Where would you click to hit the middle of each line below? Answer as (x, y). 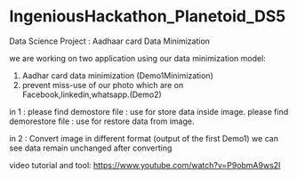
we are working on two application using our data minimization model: (138, 58)
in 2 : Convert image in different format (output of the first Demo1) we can (144, 138)
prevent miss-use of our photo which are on (103, 85)
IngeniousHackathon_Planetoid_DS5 (148, 16)
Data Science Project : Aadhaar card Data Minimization (110, 41)
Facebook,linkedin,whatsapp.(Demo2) (92, 94)
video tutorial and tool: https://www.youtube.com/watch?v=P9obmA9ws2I (145, 165)
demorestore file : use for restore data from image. (102, 121)
